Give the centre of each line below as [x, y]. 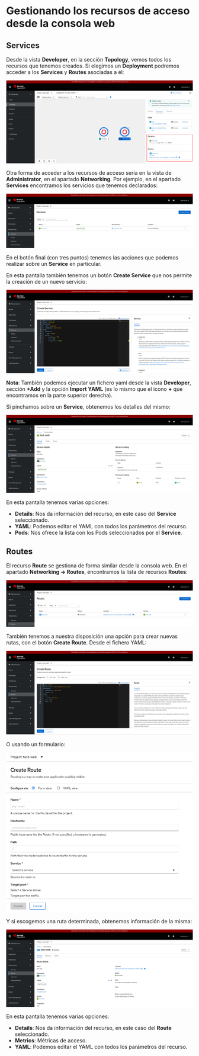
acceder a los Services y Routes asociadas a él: [65, 72]
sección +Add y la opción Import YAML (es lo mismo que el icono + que [94, 389]
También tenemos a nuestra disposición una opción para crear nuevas [92, 636]
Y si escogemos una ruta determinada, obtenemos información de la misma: [99, 922]
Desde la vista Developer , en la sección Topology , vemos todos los [89, 60]
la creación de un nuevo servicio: [47, 281]
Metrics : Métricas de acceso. [51, 1040]
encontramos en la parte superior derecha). [59, 395]
